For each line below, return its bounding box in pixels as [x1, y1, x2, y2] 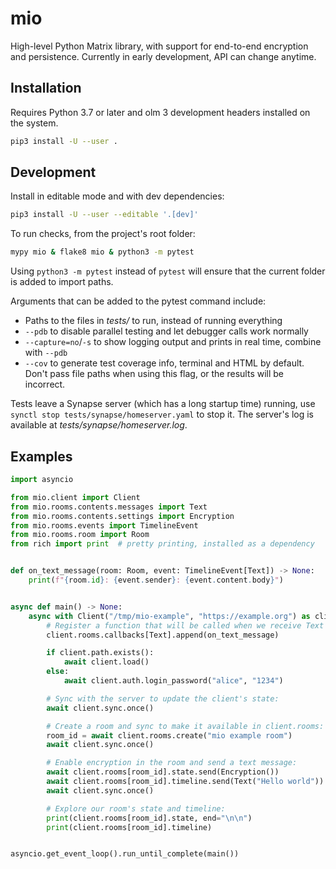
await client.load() [63, 657, 150, 667]
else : [46, 667, 70, 677]
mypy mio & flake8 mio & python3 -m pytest [10, 247, 195, 257]
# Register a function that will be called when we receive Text [46, 620, 325, 631]
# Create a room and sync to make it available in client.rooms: [46, 721, 325, 731]
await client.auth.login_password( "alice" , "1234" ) [63, 676, 284, 686]
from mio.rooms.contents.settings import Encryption [10, 511, 235, 521]
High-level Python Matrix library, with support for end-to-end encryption [10, 40, 309, 52]
